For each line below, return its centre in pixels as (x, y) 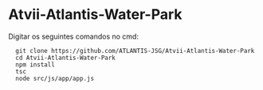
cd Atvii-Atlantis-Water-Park (65, 58)
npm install (35, 65)
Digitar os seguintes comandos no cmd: (74, 36)
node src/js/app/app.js (55, 78)
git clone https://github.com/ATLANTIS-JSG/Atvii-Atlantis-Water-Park (135, 51)
